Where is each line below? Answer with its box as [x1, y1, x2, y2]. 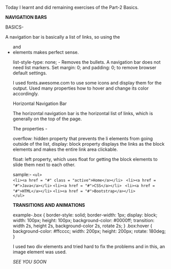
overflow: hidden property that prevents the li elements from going [12, 136, 153, 142]
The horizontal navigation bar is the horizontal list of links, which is [12, 111, 153, 116]
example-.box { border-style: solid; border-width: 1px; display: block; [12, 212, 158, 218]
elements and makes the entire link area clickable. [12, 146, 118, 152]
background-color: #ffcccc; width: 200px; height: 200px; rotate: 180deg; [12, 228, 166, 234]
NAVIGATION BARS [5, 14, 47, 20]
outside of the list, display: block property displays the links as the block [12, 141, 165, 147]
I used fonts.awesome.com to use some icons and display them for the [12, 80, 162, 86]
